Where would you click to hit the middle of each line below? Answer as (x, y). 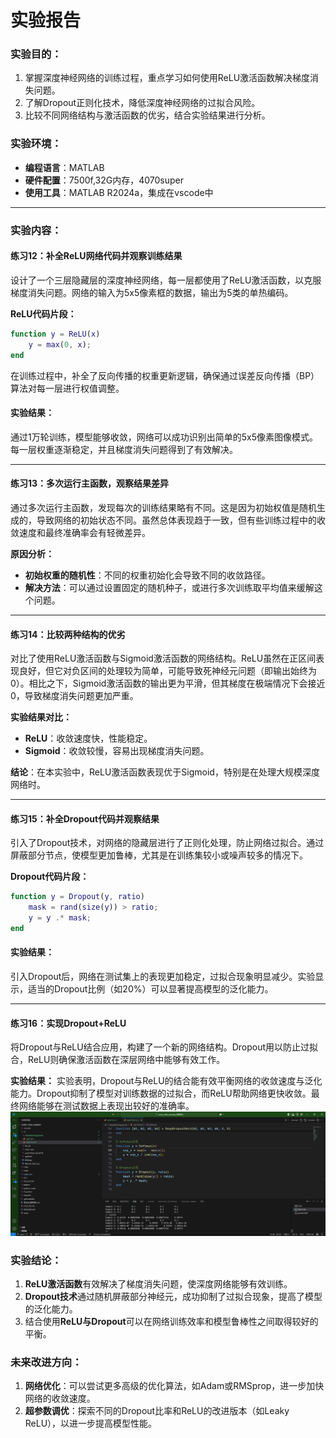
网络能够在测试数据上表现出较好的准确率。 (106, 1106)
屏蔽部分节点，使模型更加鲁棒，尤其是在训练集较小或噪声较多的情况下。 (159, 855)
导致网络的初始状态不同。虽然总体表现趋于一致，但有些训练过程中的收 (181, 520)
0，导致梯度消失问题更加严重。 (74, 696)
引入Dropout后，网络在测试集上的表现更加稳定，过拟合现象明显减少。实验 (163, 977)
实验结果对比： (41, 717)
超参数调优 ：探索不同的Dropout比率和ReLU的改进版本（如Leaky (157, 1411)
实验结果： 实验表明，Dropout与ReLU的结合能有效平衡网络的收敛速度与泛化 (166, 1081)
